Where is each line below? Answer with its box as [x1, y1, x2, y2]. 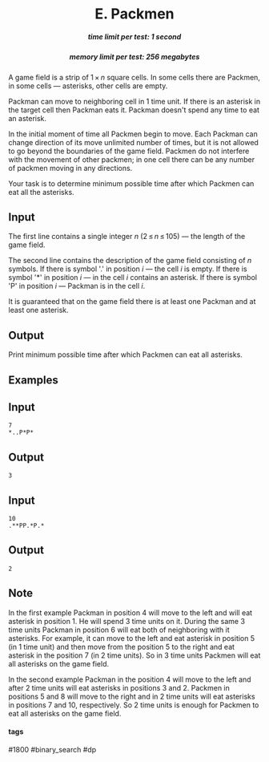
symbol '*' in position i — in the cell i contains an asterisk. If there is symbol [8, 273, 258, 282]
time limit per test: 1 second [87, 31, 182, 41]
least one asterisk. [8, 306, 69, 315]
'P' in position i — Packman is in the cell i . [8, 282, 146, 291]
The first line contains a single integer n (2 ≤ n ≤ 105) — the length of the [8, 232, 246, 241]
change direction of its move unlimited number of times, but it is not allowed [8, 137, 259, 147]
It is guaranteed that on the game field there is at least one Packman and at [8, 297, 256, 306]
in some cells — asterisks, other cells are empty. [8, 81, 168, 91]
